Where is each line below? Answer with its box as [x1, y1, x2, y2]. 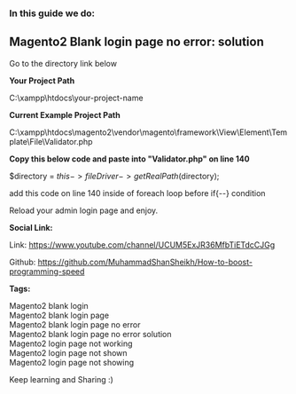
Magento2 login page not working [9, 338, 133, 349]
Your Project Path [9, 75, 75, 86]
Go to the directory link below [9, 58, 118, 68]
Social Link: [9, 222, 53, 232]
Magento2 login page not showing [9, 357, 135, 367]
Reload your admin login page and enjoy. [9, 205, 159, 216]
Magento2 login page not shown [9, 347, 128, 358]
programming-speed [9, 265, 85, 277]
